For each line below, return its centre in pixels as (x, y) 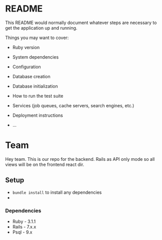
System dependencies (35, 57)
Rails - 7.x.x (24, 226)
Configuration (26, 67)
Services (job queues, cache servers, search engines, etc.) (73, 105)
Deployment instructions (38, 115)
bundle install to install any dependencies (57, 192)
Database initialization (35, 86)
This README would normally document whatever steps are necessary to (81, 23)
